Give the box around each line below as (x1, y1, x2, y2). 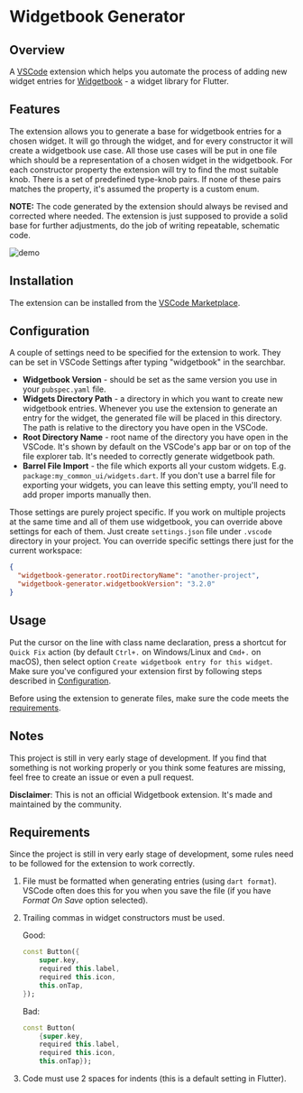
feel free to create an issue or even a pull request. (9, 772, 195, 783)
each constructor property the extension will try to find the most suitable (9, 164, 280, 175)
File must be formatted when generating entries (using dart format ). (22, 875, 277, 886)
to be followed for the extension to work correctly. (9, 858, 196, 869)
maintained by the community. (9, 799, 122, 810)
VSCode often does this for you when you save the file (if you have (22, 885, 271, 896)
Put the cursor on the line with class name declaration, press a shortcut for (9, 636, 287, 647)
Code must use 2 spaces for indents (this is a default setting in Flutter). (22, 1073, 287, 1084)
